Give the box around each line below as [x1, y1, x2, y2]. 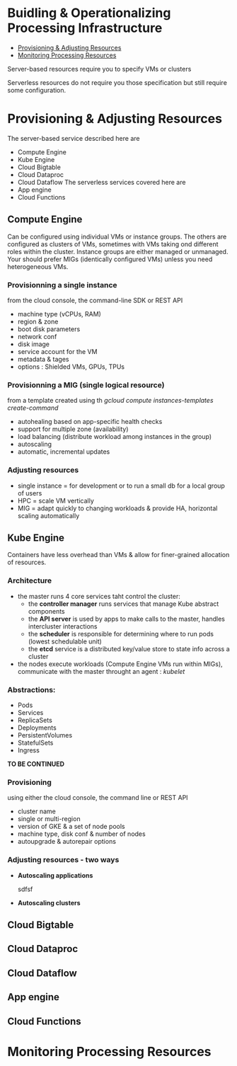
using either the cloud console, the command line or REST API [7, 793, 189, 802]
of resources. [7, 558, 47, 567]
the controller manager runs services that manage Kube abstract [28, 600, 219, 608]
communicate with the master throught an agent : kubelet [17, 667, 185, 675]
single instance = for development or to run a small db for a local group [17, 481, 225, 490]
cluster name [17, 807, 57, 815]
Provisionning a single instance [7, 280, 118, 290]
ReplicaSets [17, 716, 53, 724]
